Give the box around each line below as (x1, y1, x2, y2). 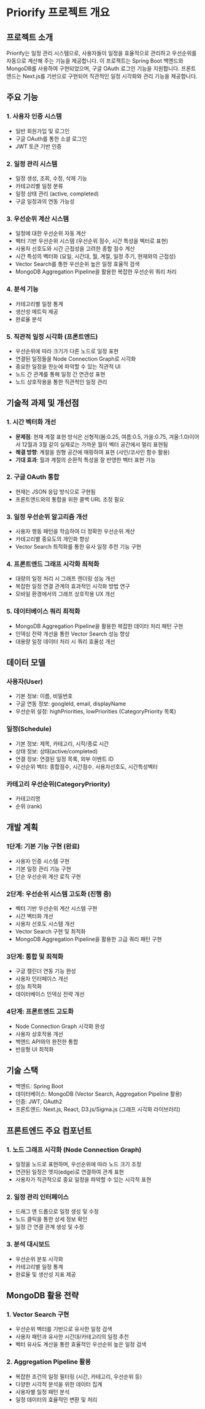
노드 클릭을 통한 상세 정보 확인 (15, 1215, 88, 1223)
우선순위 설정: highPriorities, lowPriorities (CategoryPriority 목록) (15, 708, 176, 715)
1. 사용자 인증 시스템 (6, 112, 63, 120)
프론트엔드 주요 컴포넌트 (6, 1125, 92, 1136)
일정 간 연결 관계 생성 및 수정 (15, 1223, 84, 1231)
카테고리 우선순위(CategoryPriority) (6, 780, 110, 788)
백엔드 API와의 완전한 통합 (15, 1038, 79, 1045)
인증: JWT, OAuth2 (15, 1098, 63, 1105)
